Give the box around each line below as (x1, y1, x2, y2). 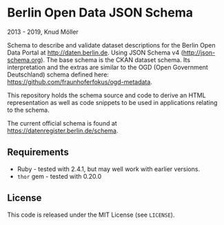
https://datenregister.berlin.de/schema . (7, 126, 119, 135)
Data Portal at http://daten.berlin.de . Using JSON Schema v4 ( (7, 48, 184, 57)
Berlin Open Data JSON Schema (7, 5, 193, 21)
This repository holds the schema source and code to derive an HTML (7, 91, 206, 99)
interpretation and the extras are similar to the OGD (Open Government (7, 63, 208, 71)
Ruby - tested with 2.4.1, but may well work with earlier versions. (17, 164, 201, 173)
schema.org (7, 55, 41, 63)
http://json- (183, 48, 216, 57)
